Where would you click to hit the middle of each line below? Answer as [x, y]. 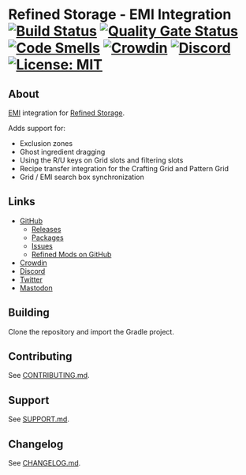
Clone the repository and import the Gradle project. [91, 331]
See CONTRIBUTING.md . [49, 376]
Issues [42, 245]
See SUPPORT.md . [39, 419]
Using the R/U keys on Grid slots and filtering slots [101, 160]
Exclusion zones [46, 143]
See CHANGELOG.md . [45, 463]
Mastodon [36, 288]
